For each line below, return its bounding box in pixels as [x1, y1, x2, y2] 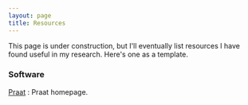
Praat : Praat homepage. [8, 87, 89, 96]
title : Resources [8, 19, 66, 27]
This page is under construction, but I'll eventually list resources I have [8, 41, 241, 50]
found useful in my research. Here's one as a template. [8, 49, 189, 59]
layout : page [8, 11, 52, 20]
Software [8, 69, 45, 80]
